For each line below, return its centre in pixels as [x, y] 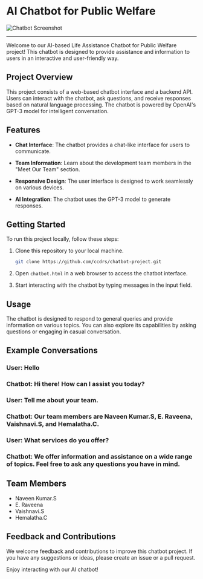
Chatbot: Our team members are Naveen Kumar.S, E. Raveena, [100, 417]
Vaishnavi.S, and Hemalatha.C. [53, 424]
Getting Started [36, 224]
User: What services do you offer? [58, 440]
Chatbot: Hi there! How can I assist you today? [76, 384]
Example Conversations [52, 351]
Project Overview [40, 77]
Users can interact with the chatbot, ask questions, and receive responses [99, 98]
